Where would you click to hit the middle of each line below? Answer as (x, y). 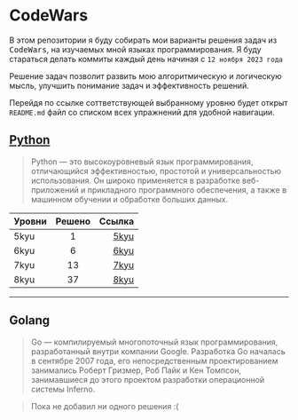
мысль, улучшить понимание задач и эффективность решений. (129, 85)
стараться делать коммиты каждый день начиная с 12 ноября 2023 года (146, 59)
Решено (73, 221)
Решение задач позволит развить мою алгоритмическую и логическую (145, 75)
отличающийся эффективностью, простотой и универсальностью (156, 170)
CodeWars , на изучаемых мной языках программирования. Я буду (135, 49)
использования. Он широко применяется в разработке (136, 180)
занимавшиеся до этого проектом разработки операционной (148, 379)
